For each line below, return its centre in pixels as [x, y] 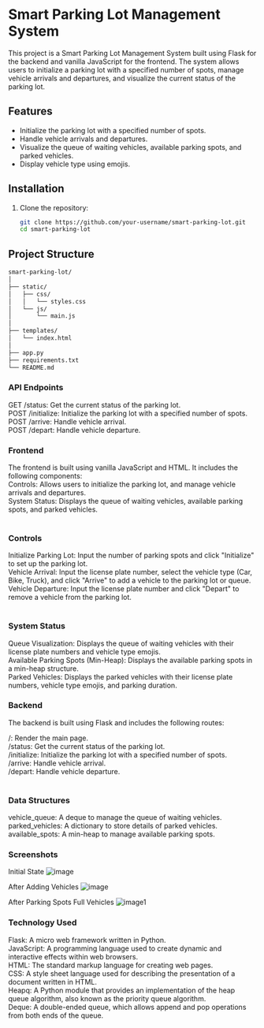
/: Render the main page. [48, 738]
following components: [45, 475]
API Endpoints [36, 388]
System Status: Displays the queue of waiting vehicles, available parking [126, 501]
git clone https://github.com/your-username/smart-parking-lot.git [132, 222]
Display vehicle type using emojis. [75, 164]
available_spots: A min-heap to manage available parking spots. [112, 834]
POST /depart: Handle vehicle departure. [74, 430]
